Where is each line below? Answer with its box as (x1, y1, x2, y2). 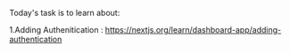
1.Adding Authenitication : (9, 25, 104, 34)
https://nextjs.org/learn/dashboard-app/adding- (104, 25, 282, 34)
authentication (9, 34, 62, 44)
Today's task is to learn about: (9, 8, 120, 18)
